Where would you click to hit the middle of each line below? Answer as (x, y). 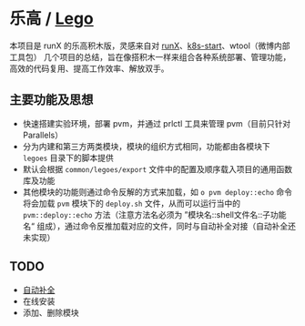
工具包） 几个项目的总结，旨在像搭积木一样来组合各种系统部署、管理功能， (150, 56)
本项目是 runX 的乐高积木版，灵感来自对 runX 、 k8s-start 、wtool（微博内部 (150, 46)
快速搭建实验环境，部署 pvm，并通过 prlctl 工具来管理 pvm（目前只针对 (157, 123)
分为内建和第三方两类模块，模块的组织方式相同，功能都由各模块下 (146, 146)
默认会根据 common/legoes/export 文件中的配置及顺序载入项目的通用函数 (158, 168)
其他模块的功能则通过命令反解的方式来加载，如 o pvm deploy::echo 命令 (158, 191)
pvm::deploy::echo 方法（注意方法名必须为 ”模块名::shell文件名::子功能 (154, 214)
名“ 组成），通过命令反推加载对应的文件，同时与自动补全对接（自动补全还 (159, 226)
